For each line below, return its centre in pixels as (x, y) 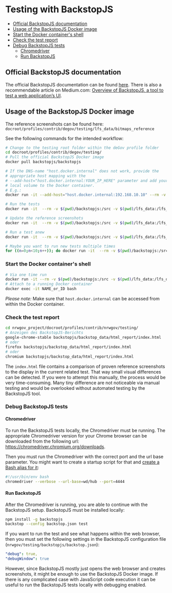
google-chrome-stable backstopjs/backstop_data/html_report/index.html (83, 338)
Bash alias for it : (22, 467)
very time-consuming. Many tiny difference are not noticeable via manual (83, 383)
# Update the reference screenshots (44, 218)
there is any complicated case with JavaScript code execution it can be (81, 580)
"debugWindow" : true (27, 559)
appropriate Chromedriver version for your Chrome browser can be (76, 435)
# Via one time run (26, 275)
